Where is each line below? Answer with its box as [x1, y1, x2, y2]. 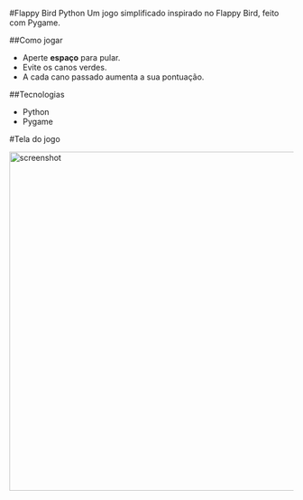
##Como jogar [9, 35, 63, 45]
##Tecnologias [9, 90, 65, 99]
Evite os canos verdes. [22, 62, 107, 72]
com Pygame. [9, 17, 61, 28]
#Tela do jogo [9, 134, 60, 144]
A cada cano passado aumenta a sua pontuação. [22, 71, 205, 82]
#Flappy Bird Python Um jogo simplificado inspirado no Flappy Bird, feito [9, 8, 280, 18]
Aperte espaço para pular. [22, 52, 121, 62]
